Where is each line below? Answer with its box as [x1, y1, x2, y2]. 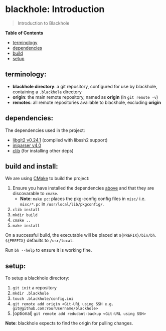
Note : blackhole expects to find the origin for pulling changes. [5, 320, 133, 326]
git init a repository [12, 285, 57, 291]
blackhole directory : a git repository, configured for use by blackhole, [12, 83, 157, 89]
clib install [12, 207, 40, 213]
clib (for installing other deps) [12, 147, 74, 153]
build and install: [5, 162, 59, 171]
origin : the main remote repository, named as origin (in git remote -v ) [12, 94, 158, 100]
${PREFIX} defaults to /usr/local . [5, 237, 74, 244]
